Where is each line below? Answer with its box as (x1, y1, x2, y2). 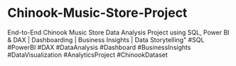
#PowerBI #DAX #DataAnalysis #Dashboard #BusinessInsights (7, 43, 191, 51)
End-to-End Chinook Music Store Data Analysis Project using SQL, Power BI (7, 28, 230, 37)
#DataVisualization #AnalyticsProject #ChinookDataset (7, 51, 168, 59)
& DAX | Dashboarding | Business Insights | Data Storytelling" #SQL (7, 35, 205, 44)
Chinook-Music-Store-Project (7, 5, 188, 21)
